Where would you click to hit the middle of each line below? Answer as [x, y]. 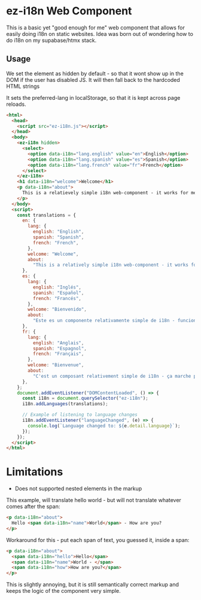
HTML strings [23, 86]
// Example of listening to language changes [80, 415]
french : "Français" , [58, 354]
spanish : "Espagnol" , [60, 348]
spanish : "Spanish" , [58, 237]
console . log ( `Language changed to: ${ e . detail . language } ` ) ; [104, 425]
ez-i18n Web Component [69, 11]
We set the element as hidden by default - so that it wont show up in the [95, 74]
